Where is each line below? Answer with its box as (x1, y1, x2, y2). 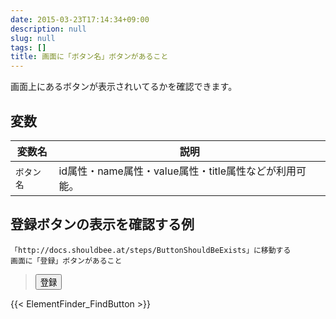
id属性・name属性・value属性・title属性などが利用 (58, 164, 297, 178)
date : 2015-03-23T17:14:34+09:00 (10, 14, 150, 25)
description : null (10, 24, 87, 34)
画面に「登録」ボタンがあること (10, 256, 123, 266)
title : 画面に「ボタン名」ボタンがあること (10, 52, 169, 62)
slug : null (10, 33, 56, 43)
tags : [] (10, 42, 47, 53)
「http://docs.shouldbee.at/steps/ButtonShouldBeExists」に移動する (10, 245, 292, 255)
